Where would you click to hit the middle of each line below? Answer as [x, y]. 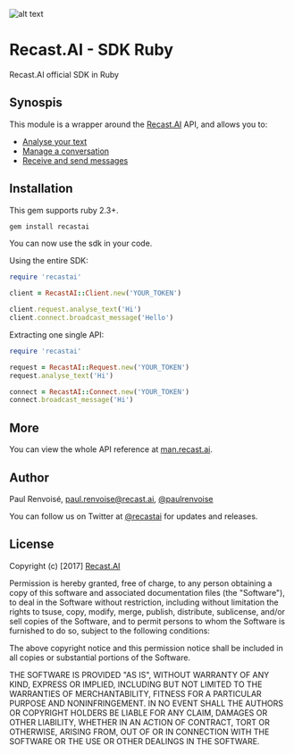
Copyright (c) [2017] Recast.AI [65, 565]
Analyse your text [55, 141]
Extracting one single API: [57, 334]
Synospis [36, 103]
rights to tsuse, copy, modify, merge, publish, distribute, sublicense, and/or [147, 611]
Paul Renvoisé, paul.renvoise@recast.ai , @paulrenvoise [111, 498]
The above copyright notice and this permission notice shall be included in [146, 648]
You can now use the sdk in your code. [81, 243]
